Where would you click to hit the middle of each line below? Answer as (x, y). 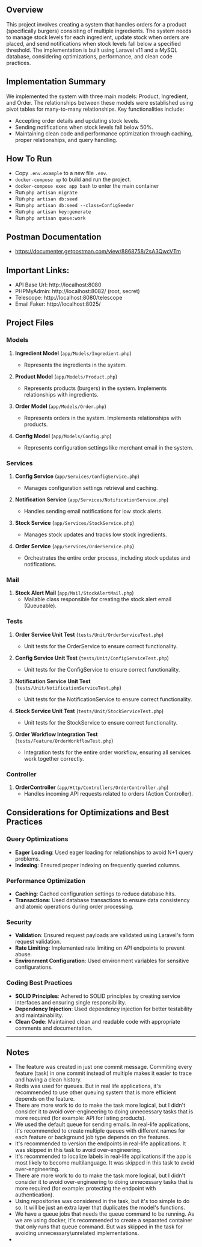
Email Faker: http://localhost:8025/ (58, 304)
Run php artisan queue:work (50, 218)
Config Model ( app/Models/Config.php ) (63, 436)
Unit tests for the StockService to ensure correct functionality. (101, 722)
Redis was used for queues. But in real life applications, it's (88, 1086)
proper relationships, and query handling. (66, 140)
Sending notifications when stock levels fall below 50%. (84, 127)
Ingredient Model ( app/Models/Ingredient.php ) (73, 353)
